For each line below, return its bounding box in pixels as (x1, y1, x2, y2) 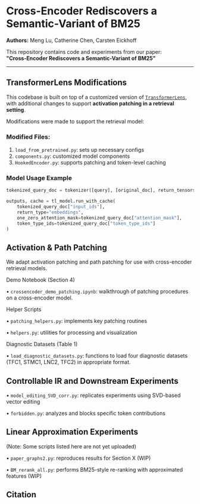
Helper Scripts (6, 306, 42, 313)
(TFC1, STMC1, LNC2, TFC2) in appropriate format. (6, 359, 131, 366)
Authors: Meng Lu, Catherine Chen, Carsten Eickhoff (6, 36, 137, 44)
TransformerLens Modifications (6, 78, 127, 88)
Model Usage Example (6, 173, 73, 182)
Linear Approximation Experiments (6, 427, 139, 437)
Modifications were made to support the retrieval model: (6, 118, 145, 125)
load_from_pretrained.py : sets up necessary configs (14, 146, 145, 154)
